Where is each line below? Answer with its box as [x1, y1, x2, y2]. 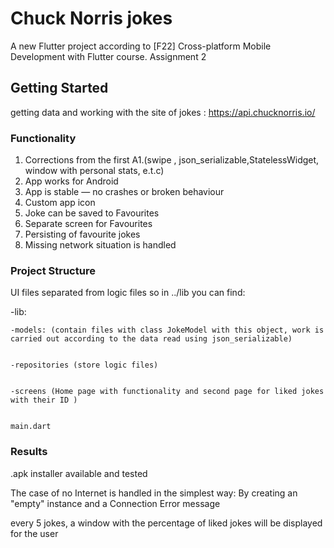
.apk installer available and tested [10, 467, 148, 479]
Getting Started [10, 80, 109, 97]
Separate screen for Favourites [24, 218, 153, 230]
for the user [10, 527, 59, 539]
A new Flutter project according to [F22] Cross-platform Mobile [10, 40, 272, 52]
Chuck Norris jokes [10, 7, 173, 30]
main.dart [10, 422, 52, 432]
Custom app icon [24, 197, 96, 209]
